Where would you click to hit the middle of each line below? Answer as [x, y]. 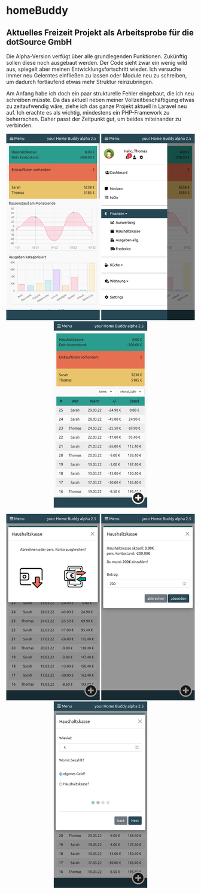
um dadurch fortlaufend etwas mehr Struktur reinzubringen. [80, 82]
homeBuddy [37, 10]
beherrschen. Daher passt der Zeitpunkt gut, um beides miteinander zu [94, 119]
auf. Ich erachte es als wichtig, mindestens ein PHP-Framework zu [88, 112]
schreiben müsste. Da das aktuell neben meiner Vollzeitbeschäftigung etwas [100, 100]
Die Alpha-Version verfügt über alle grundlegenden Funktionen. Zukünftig [97, 56]
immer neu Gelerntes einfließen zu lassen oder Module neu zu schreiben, [97, 75]
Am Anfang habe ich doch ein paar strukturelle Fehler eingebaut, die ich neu [100, 93]
